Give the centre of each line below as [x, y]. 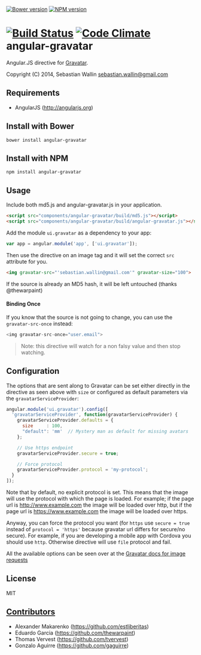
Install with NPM [37, 158]
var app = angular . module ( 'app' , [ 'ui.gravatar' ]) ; [72, 243]
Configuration [33, 371]
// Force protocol [40, 464]
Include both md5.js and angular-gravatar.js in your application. [84, 205]
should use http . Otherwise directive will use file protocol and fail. [89, 542]
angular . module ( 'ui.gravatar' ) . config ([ [57, 409]
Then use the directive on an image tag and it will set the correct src [90, 255]
